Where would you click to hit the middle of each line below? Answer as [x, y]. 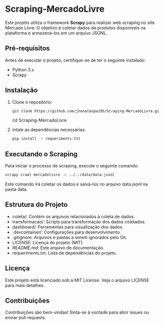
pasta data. [16, 189]
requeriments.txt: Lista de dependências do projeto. [64, 253]
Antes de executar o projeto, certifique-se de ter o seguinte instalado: [75, 60]
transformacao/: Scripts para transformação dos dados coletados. [79, 222]
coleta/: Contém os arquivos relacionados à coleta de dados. [73, 216]
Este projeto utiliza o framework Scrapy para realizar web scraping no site [80, 23]
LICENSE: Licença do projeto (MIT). [48, 242]
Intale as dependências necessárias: [49, 130]
